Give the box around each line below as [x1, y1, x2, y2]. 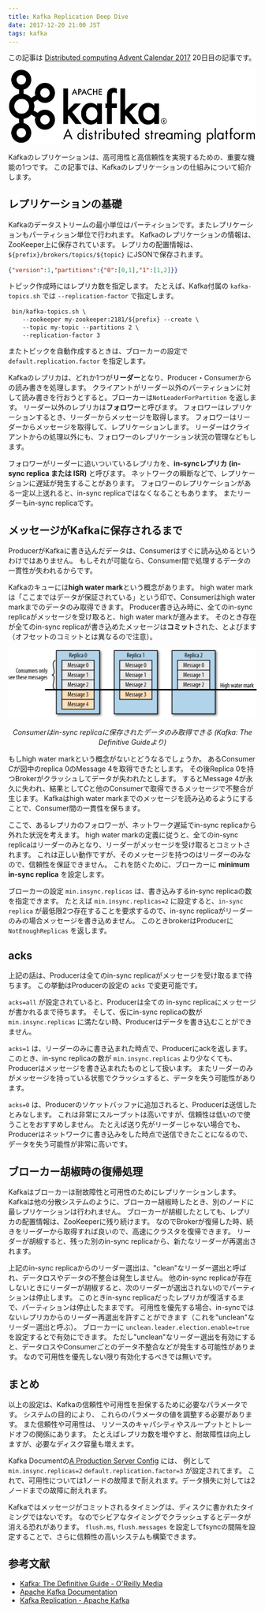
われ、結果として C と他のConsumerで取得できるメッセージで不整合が [28, 784, 254, 793]
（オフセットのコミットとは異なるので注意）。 [8, 632, 157, 642]
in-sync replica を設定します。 [8, 869, 109, 879]
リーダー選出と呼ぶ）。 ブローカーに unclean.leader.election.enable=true [8, 1323, 250, 1332]
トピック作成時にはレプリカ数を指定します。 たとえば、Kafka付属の [8, 281, 229, 291]
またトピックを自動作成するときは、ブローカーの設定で [8, 346, 188, 356]
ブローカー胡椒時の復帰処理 [8, 1165, 144, 1178]
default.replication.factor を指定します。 [8, 356, 150, 366]
